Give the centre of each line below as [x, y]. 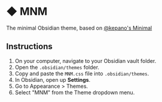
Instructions [29, 47]
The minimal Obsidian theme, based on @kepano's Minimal [79, 28]
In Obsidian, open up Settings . [53, 79]
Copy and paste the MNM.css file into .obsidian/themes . [82, 74]
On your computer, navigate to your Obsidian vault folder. [85, 60]
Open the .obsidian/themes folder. [57, 67]
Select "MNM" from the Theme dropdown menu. [75, 92]
